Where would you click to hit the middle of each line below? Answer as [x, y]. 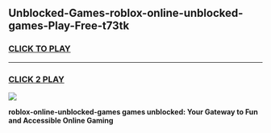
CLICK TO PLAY [40, 49]
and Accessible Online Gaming [61, 120]
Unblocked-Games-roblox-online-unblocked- [126, 13]
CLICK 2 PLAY [36, 79]
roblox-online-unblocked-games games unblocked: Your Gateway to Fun [133, 111]
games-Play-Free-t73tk [69, 26]
